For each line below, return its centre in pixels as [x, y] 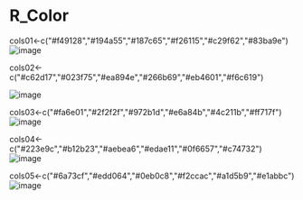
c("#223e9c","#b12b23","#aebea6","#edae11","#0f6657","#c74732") [136, 149]
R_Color [39, 16]
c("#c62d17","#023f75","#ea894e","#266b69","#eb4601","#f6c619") [137, 77]
